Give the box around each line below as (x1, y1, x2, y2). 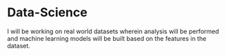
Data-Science (7, 5, 88, 20)
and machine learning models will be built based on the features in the (7, 34, 207, 42)
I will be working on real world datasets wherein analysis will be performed (7, 27, 219, 35)
